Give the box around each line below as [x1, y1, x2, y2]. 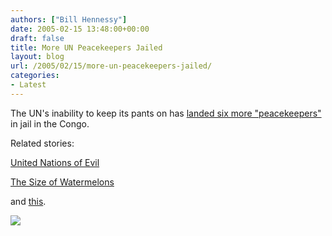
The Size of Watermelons [10, 176, 115, 188]
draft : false [10, 33, 65, 43]
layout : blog [10, 52, 65, 62]
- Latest [10, 80, 47, 90]
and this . [10, 195, 47, 207]
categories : [10, 71, 60, 81]
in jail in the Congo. [10, 117, 90, 130]
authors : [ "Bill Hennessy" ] [10, 14, 128, 25]
